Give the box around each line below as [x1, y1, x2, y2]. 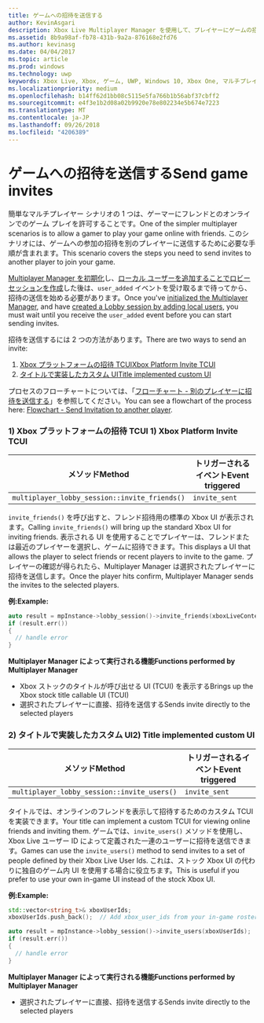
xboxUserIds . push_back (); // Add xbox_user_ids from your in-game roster [8, 913, 258, 922]
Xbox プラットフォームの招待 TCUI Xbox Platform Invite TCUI [19, 359, 216, 369]
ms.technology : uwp [8, 70, 72, 78]
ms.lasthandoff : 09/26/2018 [8, 121, 101, 129]
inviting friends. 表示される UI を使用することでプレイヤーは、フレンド [8, 532, 236, 541]
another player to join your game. [8, 257, 115, 266]
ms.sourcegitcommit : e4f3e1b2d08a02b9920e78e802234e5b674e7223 [8, 99, 220, 107]
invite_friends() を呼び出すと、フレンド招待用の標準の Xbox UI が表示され [8, 512, 254, 522]
